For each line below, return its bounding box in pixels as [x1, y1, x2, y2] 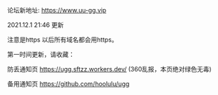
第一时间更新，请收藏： [7, 51, 75, 58]
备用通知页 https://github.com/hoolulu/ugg [7, 80, 130, 88]
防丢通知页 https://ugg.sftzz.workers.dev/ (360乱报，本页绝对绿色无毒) [7, 65, 212, 73]
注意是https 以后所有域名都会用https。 [7, 35, 118, 44]
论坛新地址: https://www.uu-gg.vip [7, 6, 107, 14]
